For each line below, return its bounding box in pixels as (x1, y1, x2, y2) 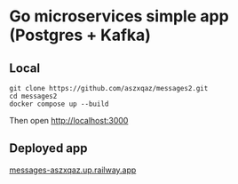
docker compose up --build (9, 100, 109, 108)
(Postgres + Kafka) (9, 25, 151, 45)
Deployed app (9, 140, 88, 156)
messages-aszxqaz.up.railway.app (9, 164, 137, 175)
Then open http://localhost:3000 (9, 116, 129, 125)
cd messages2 (9, 92, 58, 100)
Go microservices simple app (9, 6, 229, 27)
